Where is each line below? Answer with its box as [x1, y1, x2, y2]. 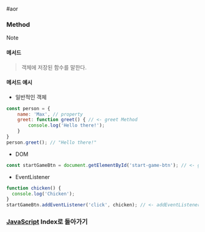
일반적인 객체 [15, 93, 47, 100]
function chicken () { [6, 185, 62, 191]
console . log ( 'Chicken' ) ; [12, 191, 75, 197]
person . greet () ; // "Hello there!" [6, 139, 97, 146]
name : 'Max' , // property [17, 111, 84, 118]
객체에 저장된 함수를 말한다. [21, 63, 87, 71]
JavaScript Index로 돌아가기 [6, 217, 88, 226]
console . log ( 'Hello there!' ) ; [28, 122, 105, 128]
